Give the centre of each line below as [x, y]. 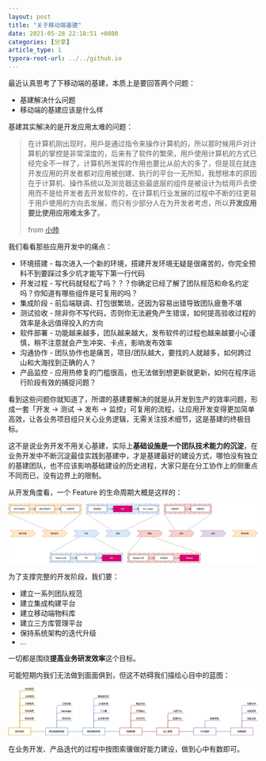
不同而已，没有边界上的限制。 [57, 475]
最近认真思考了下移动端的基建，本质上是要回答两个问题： [102, 83]
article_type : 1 [35, 50]
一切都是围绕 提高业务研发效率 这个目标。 [74, 659]
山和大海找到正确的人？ [58, 362]
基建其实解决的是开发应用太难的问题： [70, 126]
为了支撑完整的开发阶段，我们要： [64, 577]
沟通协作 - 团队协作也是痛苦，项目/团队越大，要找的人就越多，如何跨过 [135, 352]
